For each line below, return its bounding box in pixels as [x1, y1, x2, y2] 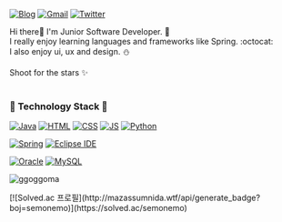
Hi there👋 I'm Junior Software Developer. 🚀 [9, 26, 170, 36]
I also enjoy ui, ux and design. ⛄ [9, 46, 130, 56]
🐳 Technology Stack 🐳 [9, 100, 108, 113]
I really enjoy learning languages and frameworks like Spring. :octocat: [9, 36, 274, 46]
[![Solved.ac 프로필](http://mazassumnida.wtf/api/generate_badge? [9, 192, 261, 204]
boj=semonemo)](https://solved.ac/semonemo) [9, 203, 188, 214]
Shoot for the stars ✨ [9, 67, 88, 77]
